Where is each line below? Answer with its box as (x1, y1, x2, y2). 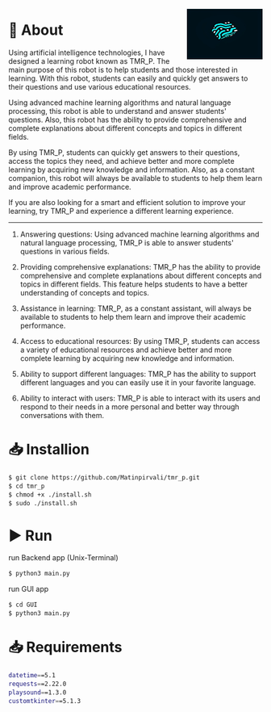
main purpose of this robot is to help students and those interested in (8, 65, 238, 74)
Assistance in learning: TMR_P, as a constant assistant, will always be (19, 304, 252, 313)
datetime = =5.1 (8, 671, 56, 679)
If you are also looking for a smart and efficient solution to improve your (8, 197, 246, 207)
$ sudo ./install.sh (8, 499, 78, 507)
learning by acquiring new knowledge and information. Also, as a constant (8, 165, 256, 174)
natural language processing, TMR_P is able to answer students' (19, 237, 234, 247)
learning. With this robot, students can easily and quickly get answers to (8, 73, 248, 83)
